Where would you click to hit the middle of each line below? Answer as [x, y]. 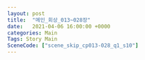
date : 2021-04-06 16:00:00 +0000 [59, 26]
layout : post [26, 13]
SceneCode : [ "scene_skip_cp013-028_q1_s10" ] [73, 46]
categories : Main [32, 33]
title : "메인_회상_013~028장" [49, 20]
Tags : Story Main [32, 39]
